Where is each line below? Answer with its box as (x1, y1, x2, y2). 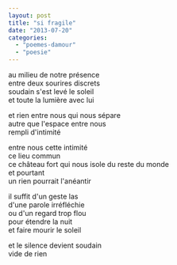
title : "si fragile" (8, 19, 77, 27)
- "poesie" (15, 48, 52, 56)
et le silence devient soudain (8, 240, 102, 250)
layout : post (8, 11, 52, 20)
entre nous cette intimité (8, 143, 88, 152)
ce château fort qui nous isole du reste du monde (8, 160, 169, 168)
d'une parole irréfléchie (8, 200, 85, 210)
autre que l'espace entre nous (8, 119, 106, 128)
